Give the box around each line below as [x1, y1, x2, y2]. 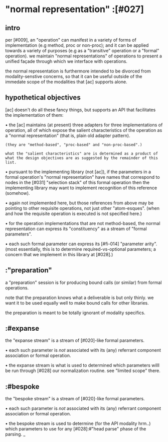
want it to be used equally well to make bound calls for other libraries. [5, 300, 149, 306]
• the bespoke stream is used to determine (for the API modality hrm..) [5, 420, 151, 426]
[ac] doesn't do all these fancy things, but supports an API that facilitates [5, 107, 156, 113]
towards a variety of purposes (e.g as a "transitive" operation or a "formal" [5, 48, 159, 53]
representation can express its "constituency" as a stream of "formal [5, 226, 147, 232]
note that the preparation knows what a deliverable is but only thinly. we [5, 294, 154, 301]
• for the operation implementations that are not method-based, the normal [5, 220, 160, 226]
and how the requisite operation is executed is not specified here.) [5, 210, 142, 216]
